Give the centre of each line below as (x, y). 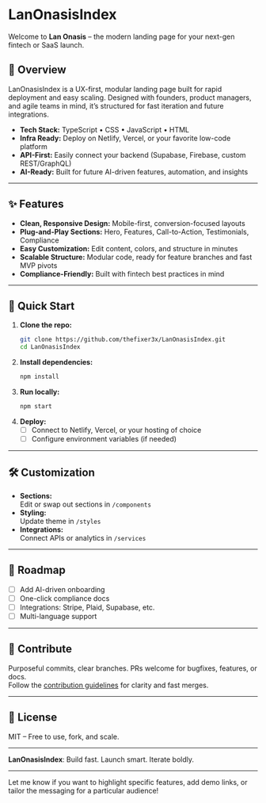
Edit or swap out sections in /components (85, 504)
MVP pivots (38, 265)
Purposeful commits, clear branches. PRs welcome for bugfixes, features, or (133, 668)
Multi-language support (58, 616)
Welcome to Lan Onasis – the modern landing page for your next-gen (122, 36)
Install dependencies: (56, 362)
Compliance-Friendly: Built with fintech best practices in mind (122, 273)
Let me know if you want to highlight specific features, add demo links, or (128, 782)
